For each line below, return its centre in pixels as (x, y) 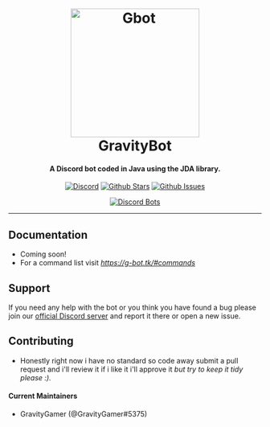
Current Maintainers (43, 396)
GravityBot (135, 146)
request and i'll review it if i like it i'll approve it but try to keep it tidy (131, 369)
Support (29, 288)
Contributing (41, 341)
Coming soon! (43, 254)
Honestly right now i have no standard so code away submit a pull (129, 360)
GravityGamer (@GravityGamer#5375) (84, 414)
